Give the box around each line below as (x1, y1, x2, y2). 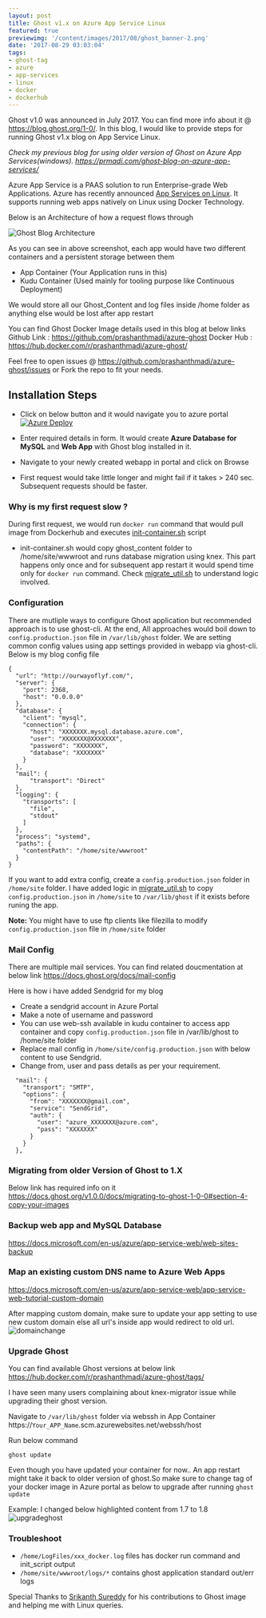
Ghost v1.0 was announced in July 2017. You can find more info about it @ (8, 115, 252, 125)
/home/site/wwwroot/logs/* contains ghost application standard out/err (19, 1568, 254, 1578)
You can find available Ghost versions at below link (8, 1364, 176, 1374)
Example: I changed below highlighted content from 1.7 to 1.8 (8, 1505, 208, 1514)
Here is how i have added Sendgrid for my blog (8, 986, 164, 996)
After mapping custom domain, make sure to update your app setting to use (8, 1308, 257, 1318)
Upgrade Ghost (8, 1346, 69, 1357)
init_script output (19, 1560, 76, 1569)
